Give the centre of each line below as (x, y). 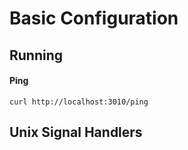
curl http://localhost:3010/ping (79, 102)
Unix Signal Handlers (76, 132)
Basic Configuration (94, 18)
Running (36, 55)
